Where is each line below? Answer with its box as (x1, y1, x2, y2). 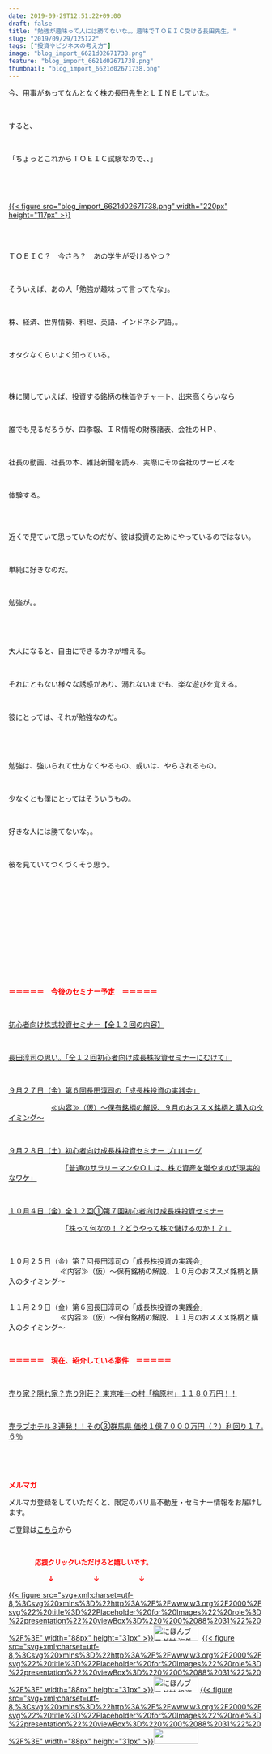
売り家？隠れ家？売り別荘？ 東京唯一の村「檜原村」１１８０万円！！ (8, 1388, 237, 1398)
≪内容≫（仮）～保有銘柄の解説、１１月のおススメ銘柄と (59, 1312, 252, 1322)
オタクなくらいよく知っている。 (8, 349, 115, 359)
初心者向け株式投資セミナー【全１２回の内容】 (8, 1019, 164, 1029)
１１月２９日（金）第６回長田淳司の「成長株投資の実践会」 (8, 1302, 207, 1311)
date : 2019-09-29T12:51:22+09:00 (8, 11, 121, 20)
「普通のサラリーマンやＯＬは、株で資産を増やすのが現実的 (65, 1162, 261, 1172)
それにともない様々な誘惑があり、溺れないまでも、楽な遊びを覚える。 (8, 678, 242, 689)
